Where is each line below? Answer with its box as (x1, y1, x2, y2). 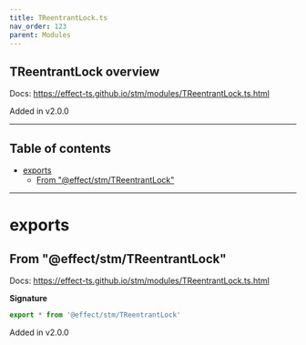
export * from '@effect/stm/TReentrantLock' (9, 310, 181, 320)
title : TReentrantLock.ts (9, 13, 107, 23)
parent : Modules (9, 30, 71, 39)
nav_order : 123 (9, 22, 67, 31)
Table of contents (9, 140, 111, 156)
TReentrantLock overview (9, 64, 160, 79)
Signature (9, 293, 48, 303)
